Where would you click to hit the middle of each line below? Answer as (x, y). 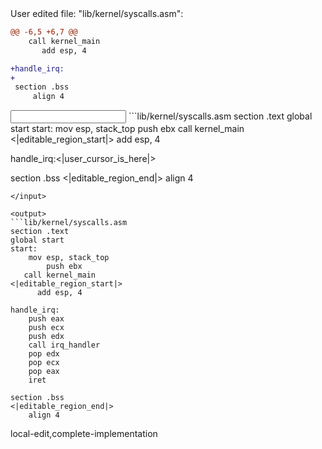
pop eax (44, 372)
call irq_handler (64, 345)
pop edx (44, 354)
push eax (46, 319)
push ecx (46, 328)
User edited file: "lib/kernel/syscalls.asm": (97, 13)
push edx (46, 337)
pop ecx (44, 363)
